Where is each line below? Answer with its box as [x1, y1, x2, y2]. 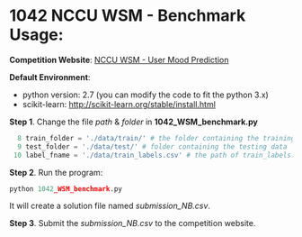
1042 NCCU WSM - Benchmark [9, 5, 246, 26]
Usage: [9, 24, 65, 45]
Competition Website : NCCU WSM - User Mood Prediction [9, 54, 229, 65]
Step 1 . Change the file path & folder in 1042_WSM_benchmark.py [9, 116, 258, 127]
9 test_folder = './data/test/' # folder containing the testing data [17, 141, 288, 151]
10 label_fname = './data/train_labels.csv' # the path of [13, 150, 240, 160]
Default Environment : [9, 71, 91, 82]
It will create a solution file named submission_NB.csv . [9, 200, 211, 212]
